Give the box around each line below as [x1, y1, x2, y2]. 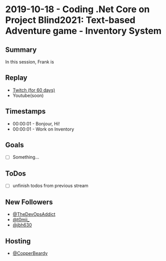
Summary [5, 45, 37, 54]
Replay [5, 74, 28, 82]
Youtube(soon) [12, 92, 44, 99]
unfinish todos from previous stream [12, 183, 89, 189]
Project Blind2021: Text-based [5, 14, 136, 26]
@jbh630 [12, 222, 32, 228]
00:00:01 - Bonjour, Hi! [12, 120, 60, 126]
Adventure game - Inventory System [5, 25, 162, 37]
